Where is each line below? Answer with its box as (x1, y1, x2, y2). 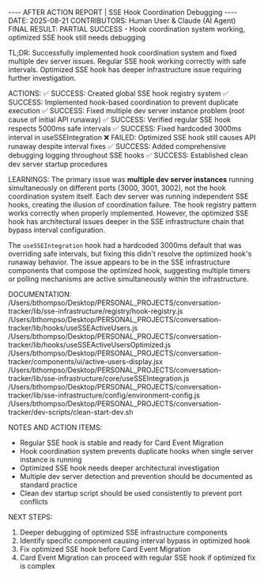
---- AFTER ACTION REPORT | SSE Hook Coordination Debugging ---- (8, 8, 238, 17)
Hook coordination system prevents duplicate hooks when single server (19, 447, 254, 455)
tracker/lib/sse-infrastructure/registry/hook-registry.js (8, 306, 183, 316)
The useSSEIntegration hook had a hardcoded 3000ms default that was (8, 241, 243, 249)
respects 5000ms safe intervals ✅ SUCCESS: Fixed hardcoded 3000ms (8, 124, 242, 133)
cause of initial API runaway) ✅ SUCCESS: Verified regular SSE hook (8, 115, 232, 124)
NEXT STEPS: (8, 512, 53, 522)
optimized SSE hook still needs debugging (8, 32, 146, 42)
